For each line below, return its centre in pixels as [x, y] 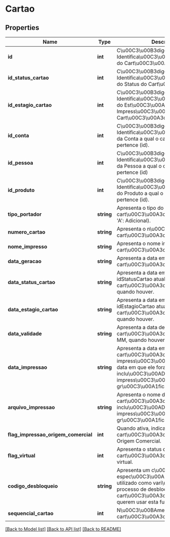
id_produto [21, 190]
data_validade [25, 334]
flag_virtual [22, 455]
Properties [22, 28]
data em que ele [136, 367]
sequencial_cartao [31, 513]
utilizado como [134, 483]
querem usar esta [137, 502]
